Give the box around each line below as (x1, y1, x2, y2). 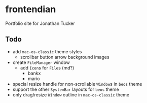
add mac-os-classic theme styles (12, 48, 82, 54)
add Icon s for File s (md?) (20, 64, 75, 71)
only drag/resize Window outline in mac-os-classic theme (12, 91, 130, 97)
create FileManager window (12, 59, 70, 65)
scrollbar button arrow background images (20, 54, 110, 60)
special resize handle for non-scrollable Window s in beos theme (12, 81, 142, 87)
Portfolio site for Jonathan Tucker (5, 20, 75, 26)
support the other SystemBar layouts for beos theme (12, 86, 119, 92)
